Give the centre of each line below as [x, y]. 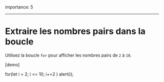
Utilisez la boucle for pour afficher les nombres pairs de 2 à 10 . [68, 55]
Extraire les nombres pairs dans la [75, 31]
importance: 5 [19, 7]
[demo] [12, 64]
